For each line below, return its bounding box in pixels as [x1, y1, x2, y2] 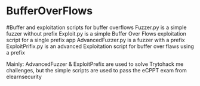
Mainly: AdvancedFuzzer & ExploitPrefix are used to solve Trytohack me [6, 60, 184, 68]
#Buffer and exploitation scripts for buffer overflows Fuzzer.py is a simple [6, 24, 187, 31]
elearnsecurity [6, 73, 42, 80]
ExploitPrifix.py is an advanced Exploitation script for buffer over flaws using [6, 43, 194, 50]
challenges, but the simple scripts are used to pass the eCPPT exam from [6, 66, 187, 74]
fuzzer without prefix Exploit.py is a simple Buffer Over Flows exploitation [6, 30, 186, 37]
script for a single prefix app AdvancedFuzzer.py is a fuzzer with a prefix [6, 36, 185, 43]
